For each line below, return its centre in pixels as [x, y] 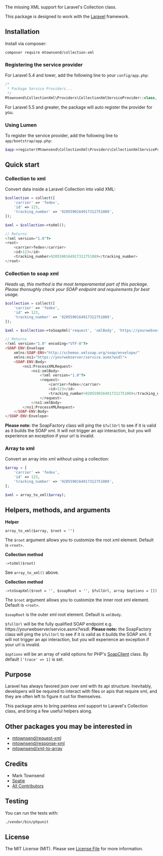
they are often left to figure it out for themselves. [53, 697]
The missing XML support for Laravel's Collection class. [61, 7]
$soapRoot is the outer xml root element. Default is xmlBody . [64, 614]
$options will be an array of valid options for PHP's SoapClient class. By [77, 654]
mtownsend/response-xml [38, 743]
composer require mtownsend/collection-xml [50, 52]
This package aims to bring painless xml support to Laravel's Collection [76, 706]
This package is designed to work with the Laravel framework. [67, 16]
